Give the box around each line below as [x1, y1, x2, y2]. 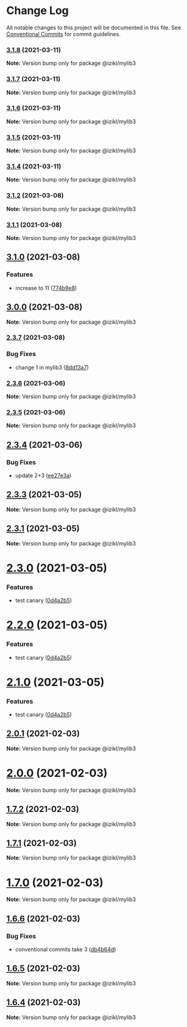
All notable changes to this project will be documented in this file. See [6, 24, 182, 31]
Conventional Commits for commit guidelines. [6, 30, 121, 37]
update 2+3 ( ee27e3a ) [15, 472, 72, 480]
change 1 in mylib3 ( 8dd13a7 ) [15, 364, 90, 371]
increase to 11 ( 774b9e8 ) [15, 284, 77, 291]
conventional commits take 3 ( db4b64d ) [15, 946, 116, 953]
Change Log [6, 4, 69, 18]
